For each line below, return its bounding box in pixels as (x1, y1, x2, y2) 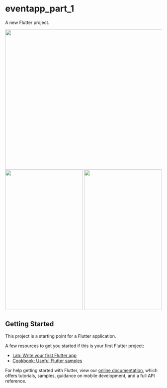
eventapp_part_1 (5, 3, 75, 14)
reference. (5, 378, 26, 384)
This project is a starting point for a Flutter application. (5, 333, 116, 339)
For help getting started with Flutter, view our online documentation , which (5, 367, 158, 373)
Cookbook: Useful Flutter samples (12, 358, 83, 364)
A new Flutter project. (5, 19, 50, 25)
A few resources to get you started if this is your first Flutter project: (5, 343, 144, 349)
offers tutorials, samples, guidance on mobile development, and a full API (5, 373, 155, 379)
